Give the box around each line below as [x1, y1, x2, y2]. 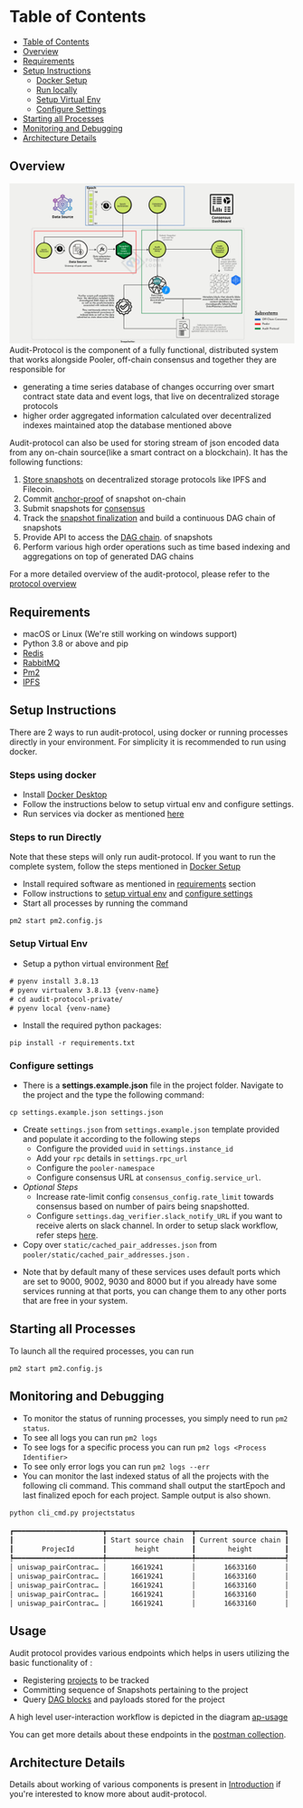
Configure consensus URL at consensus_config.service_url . [35, 1172, 261, 1183]
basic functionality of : [9, 1657, 93, 1668]
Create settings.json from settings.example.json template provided [22, 1124, 280, 1135]
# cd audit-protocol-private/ [9, 994, 124, 1004]
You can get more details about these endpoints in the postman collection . [9, 1728, 287, 1739]
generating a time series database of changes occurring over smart [22, 382, 275, 393]
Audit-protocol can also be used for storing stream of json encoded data [9, 437, 279, 449]
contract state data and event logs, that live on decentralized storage [22, 391, 280, 402]
